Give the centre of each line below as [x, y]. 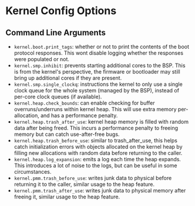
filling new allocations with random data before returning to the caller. [98, 153]
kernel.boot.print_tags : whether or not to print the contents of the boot [101, 46]
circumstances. [33, 172]
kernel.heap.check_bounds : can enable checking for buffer [84, 103]
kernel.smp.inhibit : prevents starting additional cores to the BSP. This [100, 65]
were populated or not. [42, 59]
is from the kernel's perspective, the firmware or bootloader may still [97, 72]
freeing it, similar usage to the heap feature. [67, 197]
